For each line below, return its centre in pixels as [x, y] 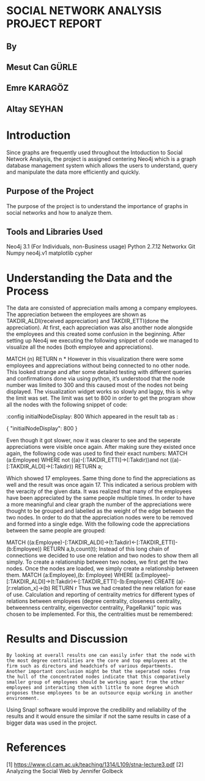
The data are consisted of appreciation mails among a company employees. [102, 308]
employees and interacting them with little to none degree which [93, 688]
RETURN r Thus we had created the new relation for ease [124, 588]
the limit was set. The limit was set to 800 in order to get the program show [101, 398]
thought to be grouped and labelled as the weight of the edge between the [100, 511]
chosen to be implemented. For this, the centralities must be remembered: [100, 614]
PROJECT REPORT [54, 24]
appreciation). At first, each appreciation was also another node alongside [99, 328]
